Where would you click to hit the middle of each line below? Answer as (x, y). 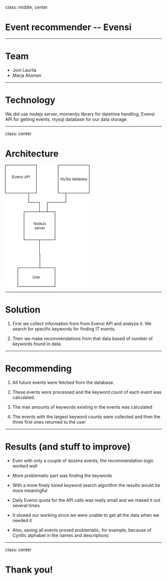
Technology (30, 100)
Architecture (32, 153)
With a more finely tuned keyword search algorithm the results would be (86, 485)
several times (26, 505)
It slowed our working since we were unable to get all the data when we (86, 515)
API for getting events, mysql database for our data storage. (66, 119)
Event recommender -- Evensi (68, 27)
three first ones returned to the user (49, 422)
